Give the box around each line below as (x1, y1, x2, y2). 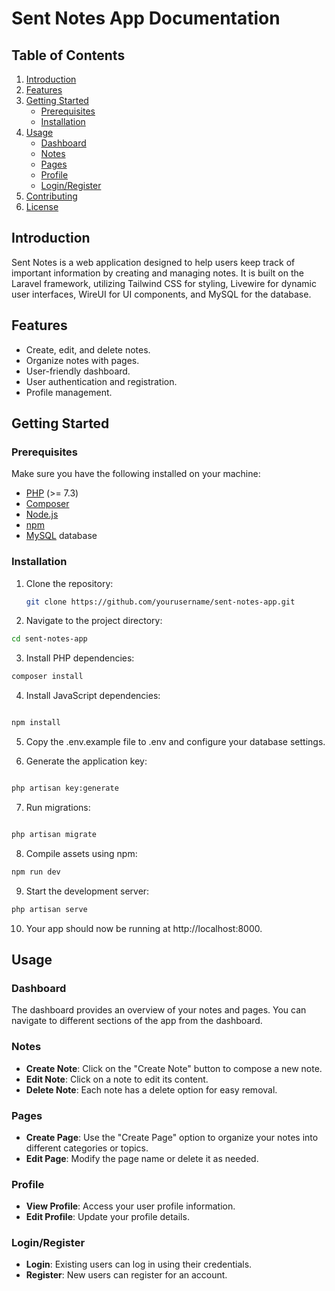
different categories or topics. (25, 1142, 149, 1154)
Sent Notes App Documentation (11, 7, 281, 30)
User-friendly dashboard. (25, 365, 131, 377)
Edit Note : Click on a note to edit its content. (25, 1073, 209, 1085)
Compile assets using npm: (25, 847, 138, 859)
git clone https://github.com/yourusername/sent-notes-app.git (25, 597, 296, 607)
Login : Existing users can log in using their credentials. (25, 1258, 253, 1271)
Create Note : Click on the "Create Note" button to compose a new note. (25, 1062, 323, 1074)
